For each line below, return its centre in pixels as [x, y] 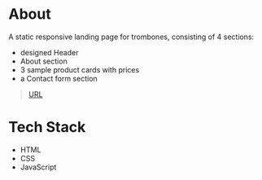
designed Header [49, 52]
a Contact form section [59, 78]
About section [44, 61]
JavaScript [38, 167]
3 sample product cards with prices [80, 69]
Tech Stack [47, 127]
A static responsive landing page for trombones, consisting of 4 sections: [131, 37]
